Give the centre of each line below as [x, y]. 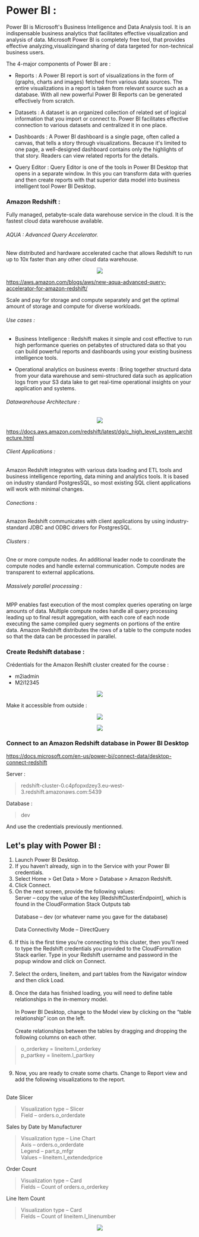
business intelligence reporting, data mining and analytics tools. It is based [97, 476]
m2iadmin [27, 676]
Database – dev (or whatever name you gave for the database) [91, 917]
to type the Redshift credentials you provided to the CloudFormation [98, 949]
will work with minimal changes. [45, 489]
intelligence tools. [36, 357]
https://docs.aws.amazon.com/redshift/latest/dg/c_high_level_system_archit [99, 431]
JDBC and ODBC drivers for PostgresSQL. [81, 528]
